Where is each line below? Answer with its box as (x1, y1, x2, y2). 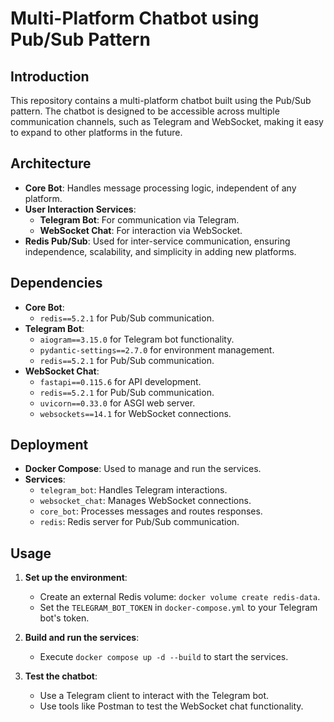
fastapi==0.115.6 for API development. (39, 375, 202, 387)
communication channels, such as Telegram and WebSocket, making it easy (10, 116, 324, 127)
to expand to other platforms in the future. (10, 127, 183, 138)
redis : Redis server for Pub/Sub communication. (39, 516, 240, 528)
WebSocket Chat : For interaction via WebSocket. (39, 224, 243, 236)
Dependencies (10, 275, 103, 292)
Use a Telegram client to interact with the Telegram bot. (39, 690, 270, 702)
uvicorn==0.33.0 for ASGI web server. (39, 397, 196, 409)
